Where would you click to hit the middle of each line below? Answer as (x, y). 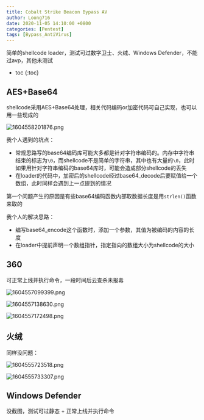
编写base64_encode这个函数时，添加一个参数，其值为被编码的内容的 (102, 230)
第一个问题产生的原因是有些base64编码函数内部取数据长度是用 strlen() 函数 (101, 196)
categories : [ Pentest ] (35, 29)
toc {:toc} (27, 73)
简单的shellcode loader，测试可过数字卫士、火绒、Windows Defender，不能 (102, 53)
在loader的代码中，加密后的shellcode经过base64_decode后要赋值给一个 (106, 175)
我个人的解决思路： (30, 217)
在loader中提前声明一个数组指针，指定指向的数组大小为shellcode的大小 (105, 245)
